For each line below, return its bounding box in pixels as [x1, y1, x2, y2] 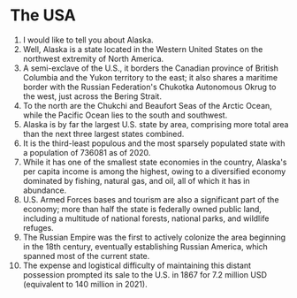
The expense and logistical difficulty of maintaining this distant [22, 260, 251, 271]
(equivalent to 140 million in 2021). [22, 279, 148, 289]
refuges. [22, 222, 54, 233]
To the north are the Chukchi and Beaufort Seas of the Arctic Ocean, [22, 100, 272, 111]
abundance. [22, 185, 67, 195]
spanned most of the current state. [22, 250, 150, 261]
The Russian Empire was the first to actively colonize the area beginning [22, 232, 286, 242]
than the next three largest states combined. [22, 128, 185, 139]
